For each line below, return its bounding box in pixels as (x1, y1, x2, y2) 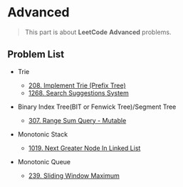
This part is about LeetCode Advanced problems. (24, 28, 172, 36)
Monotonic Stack (17, 129, 68, 139)
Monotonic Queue (17, 157, 71, 166)
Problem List (7, 48, 65, 60)
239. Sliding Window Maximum (28, 171, 120, 180)
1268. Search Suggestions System (28, 88, 130, 97)
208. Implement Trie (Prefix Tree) (28, 81, 126, 90)
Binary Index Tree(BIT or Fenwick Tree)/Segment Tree (17, 102, 177, 111)
